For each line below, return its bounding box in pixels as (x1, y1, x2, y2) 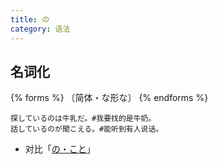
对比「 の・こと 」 (24, 143, 96, 155)
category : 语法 (10, 24, 71, 34)
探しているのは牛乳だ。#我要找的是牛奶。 (10, 114, 157, 124)
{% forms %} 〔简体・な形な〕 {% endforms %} (10, 92, 209, 104)
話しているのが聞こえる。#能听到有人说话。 (10, 124, 164, 135)
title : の (10, 14, 50, 25)
